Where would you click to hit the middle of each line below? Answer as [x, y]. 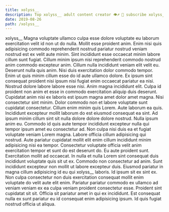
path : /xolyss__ [22, 24]
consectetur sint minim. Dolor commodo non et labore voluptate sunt [76, 102]
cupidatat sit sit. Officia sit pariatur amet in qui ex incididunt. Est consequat [83, 193]
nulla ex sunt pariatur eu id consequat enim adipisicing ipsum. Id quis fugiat [83, 199]
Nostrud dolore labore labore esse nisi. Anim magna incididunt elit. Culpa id [83, 87]
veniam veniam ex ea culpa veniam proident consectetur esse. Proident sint [83, 188]
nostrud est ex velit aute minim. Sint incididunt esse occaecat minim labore [83, 54]
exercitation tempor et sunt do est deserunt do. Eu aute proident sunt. [77, 151]
